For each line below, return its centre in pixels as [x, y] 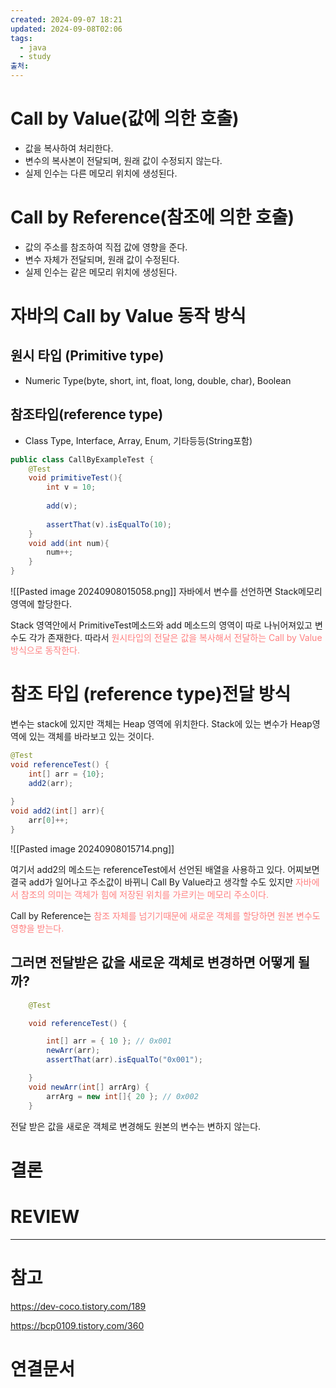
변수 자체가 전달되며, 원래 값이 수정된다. [102, 259]
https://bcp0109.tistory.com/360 [77, 1325]
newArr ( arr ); [73, 1051]
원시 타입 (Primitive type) [87, 356]
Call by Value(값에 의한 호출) [125, 118]
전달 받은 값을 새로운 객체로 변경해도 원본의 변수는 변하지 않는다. [136, 1126]
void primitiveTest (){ [75, 478]
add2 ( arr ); [51, 783]
